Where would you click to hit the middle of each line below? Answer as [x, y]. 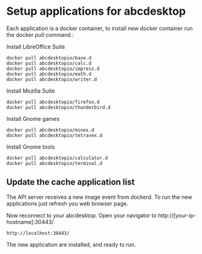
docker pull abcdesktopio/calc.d [49, 63]
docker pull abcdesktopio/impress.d [53, 69]
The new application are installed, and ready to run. [71, 244]
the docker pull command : [40, 34]
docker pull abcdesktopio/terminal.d [54, 163]
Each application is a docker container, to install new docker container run [99, 28]
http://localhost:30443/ [38, 233]
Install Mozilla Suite [31, 91]
